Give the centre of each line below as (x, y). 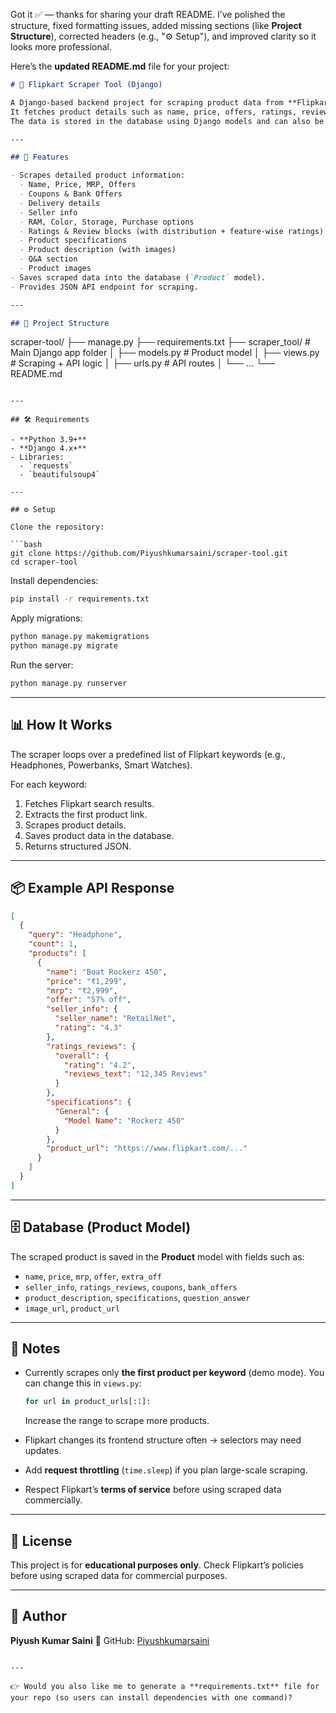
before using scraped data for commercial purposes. (119, 1576)
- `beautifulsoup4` (60, 475)
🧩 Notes (35, 1348)
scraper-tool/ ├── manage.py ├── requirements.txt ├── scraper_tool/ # (160, 342)
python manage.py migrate (64, 646)
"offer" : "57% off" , (89, 1000)
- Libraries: (37, 457)
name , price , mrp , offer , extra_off (93, 1276)
